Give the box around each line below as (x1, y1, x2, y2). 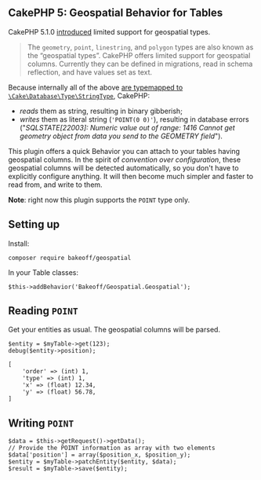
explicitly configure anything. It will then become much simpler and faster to (8, 171, 253, 181)
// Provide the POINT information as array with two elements (8, 444, 216, 453)
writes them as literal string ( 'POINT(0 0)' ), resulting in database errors (19, 114, 249, 124)
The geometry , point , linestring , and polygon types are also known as (27, 42, 254, 52)
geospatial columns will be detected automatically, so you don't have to (8, 163, 239, 172)
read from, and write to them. (8, 180, 103, 189)
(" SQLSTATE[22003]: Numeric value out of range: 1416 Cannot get (19, 123, 235, 132)
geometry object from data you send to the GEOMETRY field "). (19, 131, 223, 141)
